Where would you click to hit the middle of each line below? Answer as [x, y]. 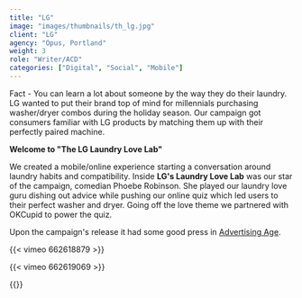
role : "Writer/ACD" [46, 59]
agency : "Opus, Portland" [58, 43]
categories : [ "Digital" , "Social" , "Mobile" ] [96, 68]
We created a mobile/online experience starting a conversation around [140, 167]
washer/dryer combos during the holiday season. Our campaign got [135, 113]
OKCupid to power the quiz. [61, 214]
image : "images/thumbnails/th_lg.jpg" [82, 26]
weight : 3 [28, 51]
